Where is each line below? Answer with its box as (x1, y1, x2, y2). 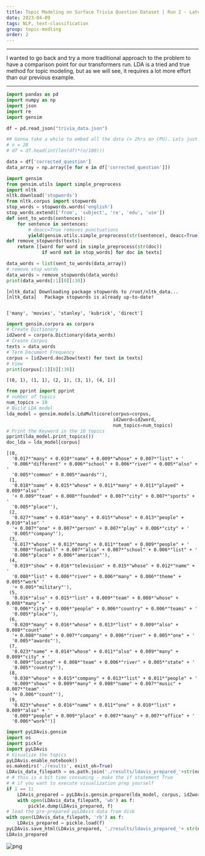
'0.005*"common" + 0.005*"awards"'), (12, 472, 108, 478)
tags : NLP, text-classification (6, 20, 88, 26)
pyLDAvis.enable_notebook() (6, 757, 78, 764)
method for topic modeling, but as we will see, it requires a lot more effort (6, 67, 191, 75)
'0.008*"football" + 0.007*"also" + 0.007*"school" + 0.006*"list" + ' (12, 547, 198, 553)
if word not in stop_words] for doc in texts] (41, 249, 163, 256)
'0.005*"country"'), (12, 665, 64, 671)
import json (6, 102, 37, 109)
